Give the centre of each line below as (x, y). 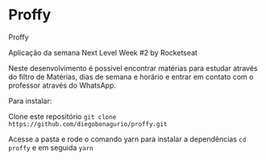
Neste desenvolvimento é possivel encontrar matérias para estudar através (133, 68)
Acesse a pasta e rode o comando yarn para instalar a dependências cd (127, 139)
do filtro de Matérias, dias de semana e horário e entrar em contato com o (131, 76)
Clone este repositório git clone (62, 116)
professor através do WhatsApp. (62, 85)
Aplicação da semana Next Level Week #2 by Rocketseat (103, 52)
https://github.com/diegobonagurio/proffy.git (88, 124)
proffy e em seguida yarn (51, 147)
